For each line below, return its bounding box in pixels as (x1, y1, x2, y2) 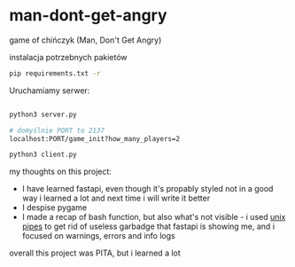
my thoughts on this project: (9, 166, 113, 177)
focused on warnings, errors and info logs (21, 231, 175, 241)
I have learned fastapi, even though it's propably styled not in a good (21, 184, 274, 194)
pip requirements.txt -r (9, 68, 101, 78)
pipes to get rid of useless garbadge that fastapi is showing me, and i (21, 221, 276, 232)
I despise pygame (21, 202, 87, 213)
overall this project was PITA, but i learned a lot (9, 247, 182, 258)
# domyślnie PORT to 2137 (9, 126, 105, 135)
